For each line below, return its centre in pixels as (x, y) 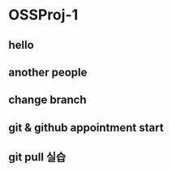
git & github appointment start (86, 127)
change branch (47, 100)
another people (48, 72)
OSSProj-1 (43, 15)
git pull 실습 (37, 157)
